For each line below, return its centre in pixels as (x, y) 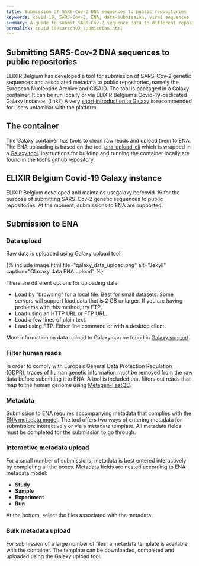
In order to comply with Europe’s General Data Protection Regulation (89, 366)
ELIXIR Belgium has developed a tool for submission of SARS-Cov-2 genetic (99, 76)
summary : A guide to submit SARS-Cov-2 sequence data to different (91, 23)
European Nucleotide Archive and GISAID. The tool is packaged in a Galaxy (98, 89)
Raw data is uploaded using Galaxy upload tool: (64, 254)
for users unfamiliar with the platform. (52, 108)
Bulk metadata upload (38, 531)
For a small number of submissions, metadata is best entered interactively (96, 461)
